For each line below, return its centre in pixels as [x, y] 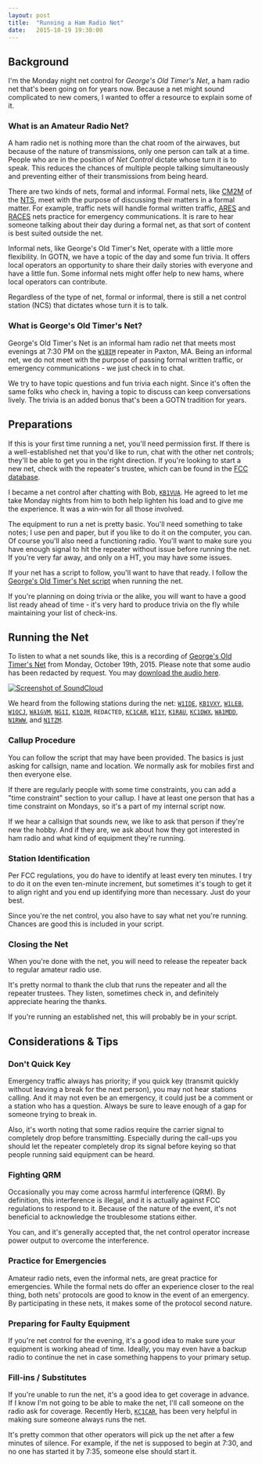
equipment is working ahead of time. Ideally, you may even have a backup [127, 1349]
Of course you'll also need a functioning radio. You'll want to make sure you [130, 540]
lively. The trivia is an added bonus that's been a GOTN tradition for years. [127, 400]
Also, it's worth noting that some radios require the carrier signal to [116, 1129]
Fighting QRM [35, 1174]
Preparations [40, 425]
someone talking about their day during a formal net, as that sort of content [129, 225]
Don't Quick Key [39, 1064]
